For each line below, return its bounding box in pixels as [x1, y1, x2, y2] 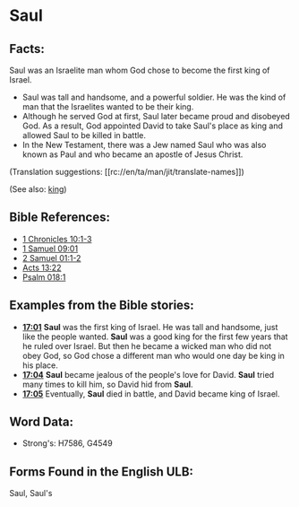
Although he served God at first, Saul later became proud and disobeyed [21, 111, 291, 121]
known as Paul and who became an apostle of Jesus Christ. [21, 149, 243, 160]
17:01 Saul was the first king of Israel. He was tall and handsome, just [21, 321, 278, 332]
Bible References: [9, 210, 110, 225]
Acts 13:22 [21, 262, 62, 273]
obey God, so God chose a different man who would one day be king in [21, 350, 285, 361]
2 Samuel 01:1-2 [21, 252, 81, 263]
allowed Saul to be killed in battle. [21, 130, 146, 140]
